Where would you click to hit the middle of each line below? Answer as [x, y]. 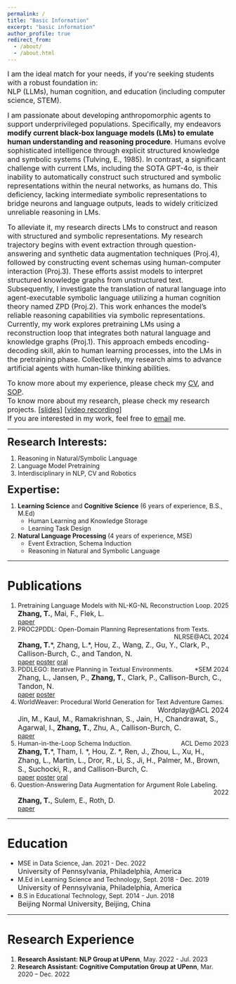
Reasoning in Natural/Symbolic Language [77, 458]
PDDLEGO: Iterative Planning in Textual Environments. [96, 669]
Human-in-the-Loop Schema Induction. [74, 743]
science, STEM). [34, 100]
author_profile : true [39, 33]
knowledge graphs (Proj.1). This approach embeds [90, 341]
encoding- [192, 341]
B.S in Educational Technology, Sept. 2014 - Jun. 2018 [96, 895]
